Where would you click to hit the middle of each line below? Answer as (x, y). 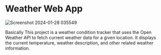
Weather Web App (44, 9)
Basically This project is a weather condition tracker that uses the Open (79, 32)
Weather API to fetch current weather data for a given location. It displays (80, 37)
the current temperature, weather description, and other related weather (79, 42)
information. (18, 48)
